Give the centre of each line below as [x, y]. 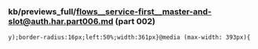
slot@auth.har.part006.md [61, 21]
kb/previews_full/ [42, 12]
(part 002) [135, 21]
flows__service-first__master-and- [144, 12]
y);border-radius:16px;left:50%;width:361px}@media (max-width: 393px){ [129, 37]
